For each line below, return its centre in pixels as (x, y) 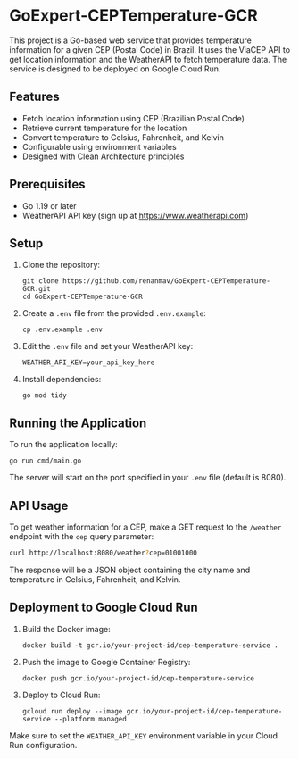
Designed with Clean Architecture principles (103, 156)
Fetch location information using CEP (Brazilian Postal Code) (133, 118)
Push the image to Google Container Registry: (106, 662)
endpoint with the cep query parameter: (82, 536)
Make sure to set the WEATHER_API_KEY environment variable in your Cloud (144, 735)
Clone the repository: (61, 265)
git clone (41, 281)
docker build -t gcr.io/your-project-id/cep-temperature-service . (150, 645)
